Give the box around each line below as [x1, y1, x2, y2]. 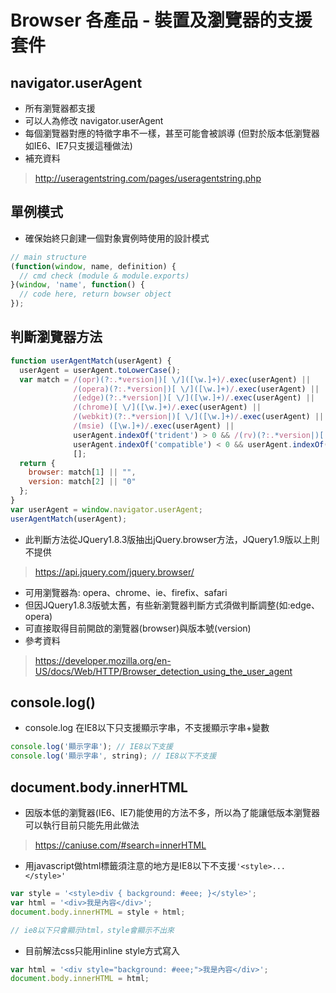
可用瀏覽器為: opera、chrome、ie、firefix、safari [24, 586, 228, 598]
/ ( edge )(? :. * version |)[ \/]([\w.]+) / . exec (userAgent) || [73, 393, 315, 403]
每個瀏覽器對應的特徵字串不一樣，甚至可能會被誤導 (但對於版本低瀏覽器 [24, 127, 320, 139]
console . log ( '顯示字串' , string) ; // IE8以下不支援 [10, 751, 217, 761]
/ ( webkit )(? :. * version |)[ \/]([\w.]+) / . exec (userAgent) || [73, 412, 325, 422]
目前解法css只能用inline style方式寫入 [24, 944, 181, 956]
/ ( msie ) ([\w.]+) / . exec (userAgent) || [73, 421, 235, 431]
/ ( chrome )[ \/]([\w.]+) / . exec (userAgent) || [73, 402, 262, 413]
